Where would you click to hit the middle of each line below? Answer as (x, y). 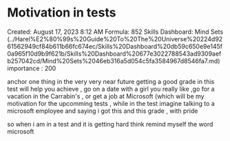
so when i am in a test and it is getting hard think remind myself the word (110, 124)
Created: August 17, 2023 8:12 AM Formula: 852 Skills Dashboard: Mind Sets (115, 32)
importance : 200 (32, 68)
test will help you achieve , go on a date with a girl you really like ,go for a (111, 89)
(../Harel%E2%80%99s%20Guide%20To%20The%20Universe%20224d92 (115, 39)
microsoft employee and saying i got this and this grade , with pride (103, 111)
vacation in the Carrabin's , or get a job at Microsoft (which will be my (106, 96)
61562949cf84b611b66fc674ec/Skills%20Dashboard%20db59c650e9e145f (115, 46)
